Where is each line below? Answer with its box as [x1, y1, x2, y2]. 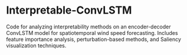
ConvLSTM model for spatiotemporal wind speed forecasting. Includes [6, 29, 178, 36]
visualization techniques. [6, 42, 67, 49]
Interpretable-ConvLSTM [6, 4, 132, 17]
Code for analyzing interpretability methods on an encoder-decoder [6, 23, 171, 30]
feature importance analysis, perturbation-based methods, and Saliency [6, 35, 182, 43]
